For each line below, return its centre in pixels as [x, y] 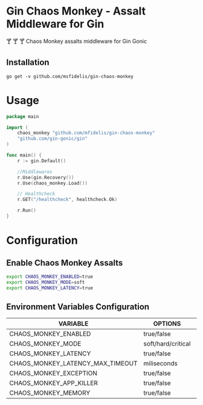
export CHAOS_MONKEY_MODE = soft [46, 282]
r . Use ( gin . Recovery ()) [46, 177]
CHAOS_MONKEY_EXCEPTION [53, 374]
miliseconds [161, 363]
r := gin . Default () [42, 161]
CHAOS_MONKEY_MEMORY [50, 393]
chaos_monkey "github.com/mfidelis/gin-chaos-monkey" [86, 133]
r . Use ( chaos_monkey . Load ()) [52, 183]
